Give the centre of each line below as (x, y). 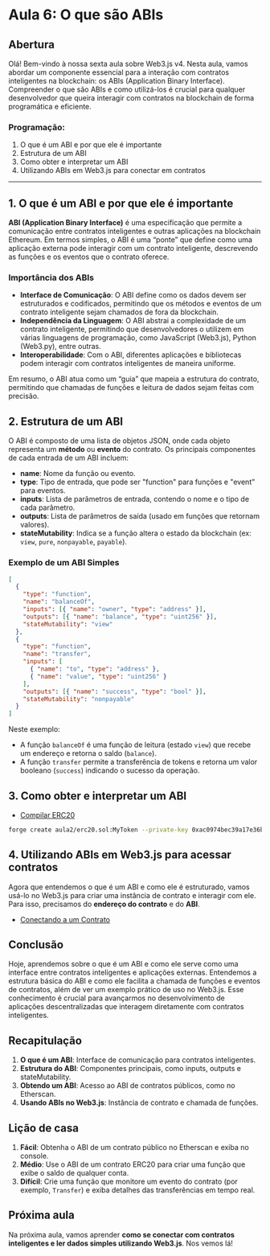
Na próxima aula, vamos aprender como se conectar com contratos (122, 1234)
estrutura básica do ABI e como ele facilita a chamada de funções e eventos (135, 981)
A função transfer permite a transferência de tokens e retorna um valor (139, 762)
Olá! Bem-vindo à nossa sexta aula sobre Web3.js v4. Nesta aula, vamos (128, 64)
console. (34, 1156)
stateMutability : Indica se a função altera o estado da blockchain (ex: (135, 533)
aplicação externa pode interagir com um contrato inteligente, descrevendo (133, 248)
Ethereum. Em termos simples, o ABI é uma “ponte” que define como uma (131, 240)
